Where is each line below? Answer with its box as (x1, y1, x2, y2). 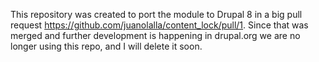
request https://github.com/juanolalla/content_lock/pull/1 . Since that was (10, 19, 309, 31)
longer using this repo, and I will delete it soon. (10, 40, 203, 52)
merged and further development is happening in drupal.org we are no (10, 30, 301, 41)
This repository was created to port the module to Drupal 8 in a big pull (10, 9, 303, 20)
